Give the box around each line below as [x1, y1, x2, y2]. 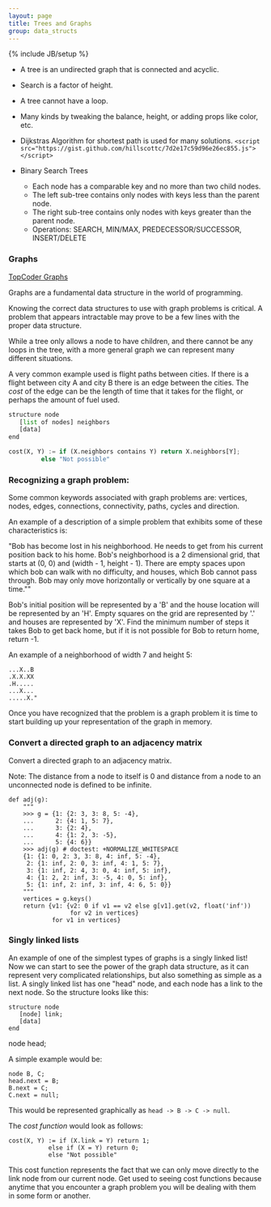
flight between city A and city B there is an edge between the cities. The [8, 377, 249, 387]
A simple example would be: [8, 1054, 103, 1064]
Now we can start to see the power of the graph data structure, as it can [8, 961, 249, 971]
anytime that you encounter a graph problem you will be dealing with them [8, 1182, 256, 1192]
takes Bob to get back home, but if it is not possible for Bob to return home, [8, 626, 260, 635]
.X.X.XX [8, 673, 35, 681]
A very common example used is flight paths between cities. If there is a [8, 369, 249, 379]
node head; [8, 1038, 47, 1048]
